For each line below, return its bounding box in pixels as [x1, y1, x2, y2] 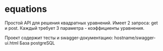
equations [4, 3, 48, 15]
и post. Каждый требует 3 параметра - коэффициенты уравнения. [4, 25, 145, 31]
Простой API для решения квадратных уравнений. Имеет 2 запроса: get [4, 20, 158, 26]
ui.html [4, 40, 19, 46]
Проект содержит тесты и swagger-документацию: [4, 35, 113, 41]
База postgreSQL [19, 40, 55, 46]
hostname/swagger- [114, 35, 156, 41]
